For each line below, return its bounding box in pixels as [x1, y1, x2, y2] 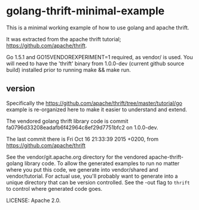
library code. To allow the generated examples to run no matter [25, 160, 180, 167]
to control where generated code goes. [6, 185, 103, 192]
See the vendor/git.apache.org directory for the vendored [6, 153, 148, 160]
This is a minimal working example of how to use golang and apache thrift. [6, 24, 189, 31]
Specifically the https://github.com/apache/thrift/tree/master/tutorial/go [6, 99, 182, 106]
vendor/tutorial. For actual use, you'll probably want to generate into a [6, 172, 178, 179]
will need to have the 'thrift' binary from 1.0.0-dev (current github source [6, 60, 185, 67]
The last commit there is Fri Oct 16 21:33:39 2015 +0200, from [6, 135, 159, 142]
